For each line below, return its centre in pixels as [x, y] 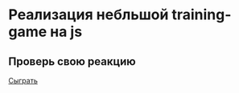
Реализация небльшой [89, 15]
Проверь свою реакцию [72, 61]
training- [202, 15]
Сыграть [23, 81]
